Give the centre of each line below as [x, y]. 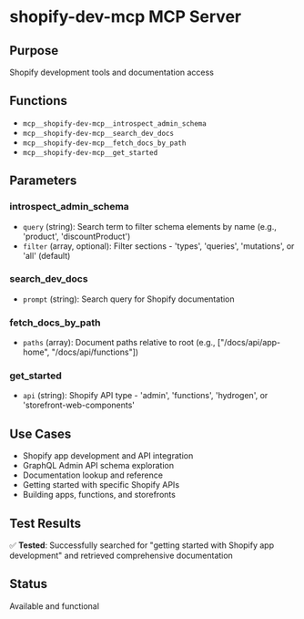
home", [36, 352]
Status [29, 584]
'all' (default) [46, 255]
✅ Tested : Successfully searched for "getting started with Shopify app [142, 545]
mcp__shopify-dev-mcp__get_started [90, 152]
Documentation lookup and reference [93, 475]
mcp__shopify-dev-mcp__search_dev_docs [98, 133]
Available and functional [55, 606]
